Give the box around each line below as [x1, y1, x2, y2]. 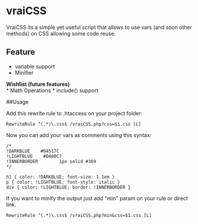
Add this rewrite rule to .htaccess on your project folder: [6, 109, 143, 116]
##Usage [6, 98, 29, 105]
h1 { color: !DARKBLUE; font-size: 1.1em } [6, 174, 115, 180]
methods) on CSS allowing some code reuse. [6, 30, 116, 37]
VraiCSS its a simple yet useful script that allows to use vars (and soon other [6, 24, 192, 31]
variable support [14, 63, 55, 70]
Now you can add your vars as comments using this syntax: [6, 131, 152, 138]
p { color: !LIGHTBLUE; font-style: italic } [6, 179, 120, 185]
